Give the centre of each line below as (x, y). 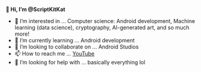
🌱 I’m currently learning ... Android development (75, 40)
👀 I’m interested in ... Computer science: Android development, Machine (105, 21)
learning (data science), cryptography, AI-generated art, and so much (102, 28)
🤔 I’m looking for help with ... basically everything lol (80, 62)
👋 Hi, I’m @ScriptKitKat (35, 9)
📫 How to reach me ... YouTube (55, 54)
